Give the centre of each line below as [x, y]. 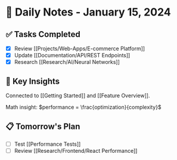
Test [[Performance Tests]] [47, 144]
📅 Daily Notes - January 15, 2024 [88, 12]
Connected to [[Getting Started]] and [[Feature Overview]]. [78, 96]
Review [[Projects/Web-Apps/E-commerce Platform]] [80, 48]
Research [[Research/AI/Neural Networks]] [67, 62]
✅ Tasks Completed [43, 34]
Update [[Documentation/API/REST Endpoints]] [72, 56]
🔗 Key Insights [33, 81]
